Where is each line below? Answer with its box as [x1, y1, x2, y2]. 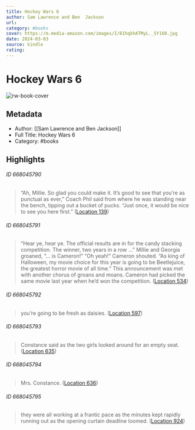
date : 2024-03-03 [6, 36, 49, 42]
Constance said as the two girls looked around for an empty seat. [20, 341, 180, 348]
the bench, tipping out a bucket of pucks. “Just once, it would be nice [20, 202, 189, 209]
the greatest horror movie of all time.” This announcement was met [20, 265, 183, 272]
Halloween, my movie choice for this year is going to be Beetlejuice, [20, 259, 186, 266]
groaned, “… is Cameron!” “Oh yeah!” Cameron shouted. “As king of [20, 252, 186, 260]
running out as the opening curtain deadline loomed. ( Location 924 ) [20, 418, 186, 425]
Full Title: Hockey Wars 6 [14, 131, 75, 138]
